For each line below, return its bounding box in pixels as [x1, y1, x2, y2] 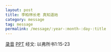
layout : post [5, 7, 33, 13]
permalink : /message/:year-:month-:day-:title [5, 27, 106, 32]
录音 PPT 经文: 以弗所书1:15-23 [5, 41, 70, 47]
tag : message [5, 21, 33, 27]
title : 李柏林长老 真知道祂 [5, 12, 58, 17]
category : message [5, 17, 45, 22]
